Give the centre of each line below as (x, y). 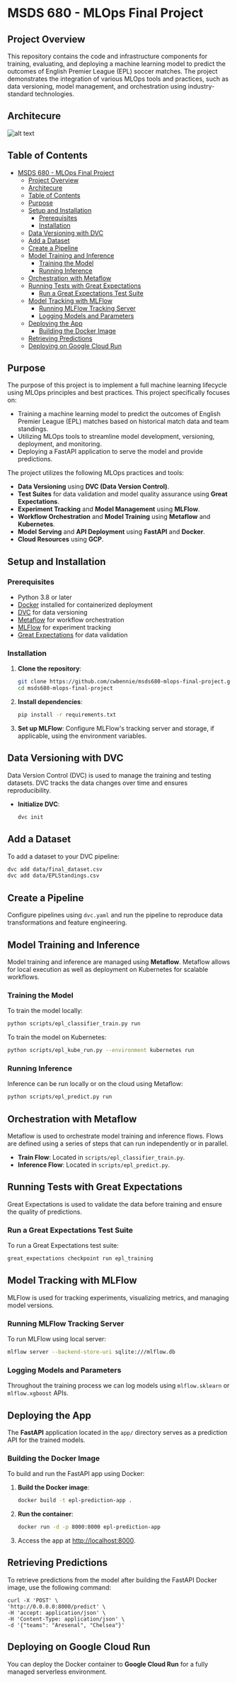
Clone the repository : (50, 669)
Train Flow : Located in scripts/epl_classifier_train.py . (101, 1157)
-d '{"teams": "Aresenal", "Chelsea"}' (66, 1625)
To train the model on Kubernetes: (57, 1037)
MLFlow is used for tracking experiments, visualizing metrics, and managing (118, 1297)
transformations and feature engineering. (67, 922)
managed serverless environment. (57, 1672)
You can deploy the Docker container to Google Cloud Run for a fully (108, 1664)
